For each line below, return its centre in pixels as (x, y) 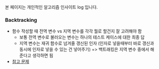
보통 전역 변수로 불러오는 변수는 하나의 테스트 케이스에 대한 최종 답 (82, 37)
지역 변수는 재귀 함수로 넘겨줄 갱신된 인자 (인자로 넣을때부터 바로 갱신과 (87, 43)
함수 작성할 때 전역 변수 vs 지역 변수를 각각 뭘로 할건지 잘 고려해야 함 (77, 31)
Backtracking (21, 20)
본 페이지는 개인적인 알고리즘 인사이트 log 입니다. (51, 7)
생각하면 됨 (43, 55)
